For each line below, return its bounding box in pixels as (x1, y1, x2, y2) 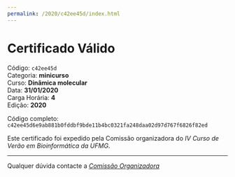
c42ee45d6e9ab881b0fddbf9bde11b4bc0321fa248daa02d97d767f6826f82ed (7, 122, 208, 129)
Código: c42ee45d (7, 64, 57, 72)
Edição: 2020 (7, 101, 47, 109)
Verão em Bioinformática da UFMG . (7, 141, 111, 150)
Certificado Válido (7, 40, 115, 56)
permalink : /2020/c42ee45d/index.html (7, 10, 120, 17)
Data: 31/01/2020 (7, 85, 59, 94)
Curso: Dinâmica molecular (7, 78, 87, 87)
